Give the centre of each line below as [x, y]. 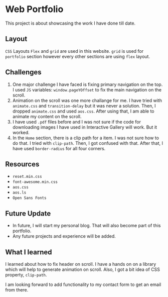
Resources [22, 164]
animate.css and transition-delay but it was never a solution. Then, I [84, 106]
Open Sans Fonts [29, 198]
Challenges [23, 72]
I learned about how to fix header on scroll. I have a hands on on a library [81, 264]
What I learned [29, 252]
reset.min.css [27, 177]
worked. [21, 132]
